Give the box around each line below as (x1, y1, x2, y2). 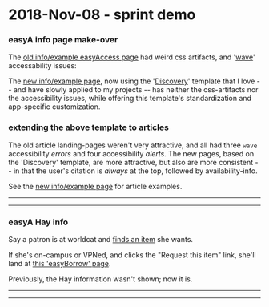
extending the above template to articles (8, 122, 170, 133)
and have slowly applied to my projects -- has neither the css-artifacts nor (13, 85, 259, 95)
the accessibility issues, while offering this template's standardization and (8, 94, 252, 103)
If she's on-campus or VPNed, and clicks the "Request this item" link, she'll (8, 250, 256, 260)
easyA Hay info (8, 216, 69, 228)
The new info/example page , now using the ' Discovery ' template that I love (8, 76, 255, 86)
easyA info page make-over (8, 34, 118, 46)
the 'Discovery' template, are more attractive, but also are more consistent (8, 157, 254, 167)
